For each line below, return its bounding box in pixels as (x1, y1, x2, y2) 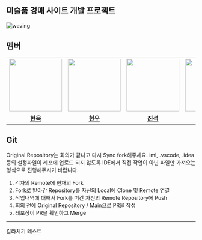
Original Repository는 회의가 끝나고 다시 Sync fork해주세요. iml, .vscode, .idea (6, 152, 194, 159)
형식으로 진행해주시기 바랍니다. (6, 167, 79, 174)
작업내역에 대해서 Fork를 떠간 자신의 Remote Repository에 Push (14, 194, 167, 202)
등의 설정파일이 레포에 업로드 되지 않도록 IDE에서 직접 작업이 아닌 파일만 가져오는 (6, 159, 196, 166)
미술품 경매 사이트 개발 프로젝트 (6, 5, 116, 16)
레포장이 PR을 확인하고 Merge (14, 209, 87, 217)
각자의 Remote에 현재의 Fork (14, 179, 84, 187)
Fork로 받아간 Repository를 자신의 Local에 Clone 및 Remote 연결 (14, 187, 170, 194)
